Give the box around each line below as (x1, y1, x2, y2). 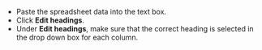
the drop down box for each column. (15, 32, 139, 42)
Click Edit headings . (15, 15, 85, 25)
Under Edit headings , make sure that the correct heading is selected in (15, 24, 254, 33)
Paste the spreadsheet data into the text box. (15, 7, 167, 16)
